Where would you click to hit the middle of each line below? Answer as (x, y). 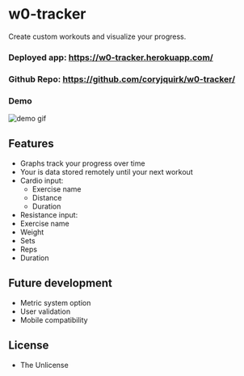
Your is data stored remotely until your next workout (106, 171)
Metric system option (55, 302)
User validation (45, 311)
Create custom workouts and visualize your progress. (97, 36)
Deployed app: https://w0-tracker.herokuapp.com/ (111, 57)
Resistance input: (49, 214)
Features (31, 144)
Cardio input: (42, 180)
